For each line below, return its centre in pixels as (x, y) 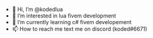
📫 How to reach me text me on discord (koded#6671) (80, 29)
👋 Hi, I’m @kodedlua (37, 9)
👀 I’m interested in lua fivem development (64, 16)
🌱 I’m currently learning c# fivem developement (72, 22)
